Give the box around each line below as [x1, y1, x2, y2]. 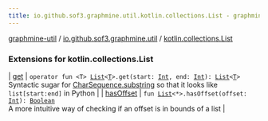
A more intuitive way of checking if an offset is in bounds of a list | [8, 103, 226, 113]
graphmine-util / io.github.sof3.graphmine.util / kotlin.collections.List [8, 33, 233, 43]
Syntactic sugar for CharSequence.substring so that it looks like [8, 80, 218, 89]
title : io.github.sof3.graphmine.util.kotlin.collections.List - [8, 11, 230, 20]
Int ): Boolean [8, 96, 56, 104]
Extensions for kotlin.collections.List [8, 53, 154, 64]
